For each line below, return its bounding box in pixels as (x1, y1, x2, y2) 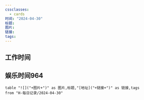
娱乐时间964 (5, 71, 44, 80)
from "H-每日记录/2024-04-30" (5, 91, 63, 96)
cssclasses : (5, 7, 29, 12)
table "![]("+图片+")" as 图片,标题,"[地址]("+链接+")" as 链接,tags (5, 85, 140, 90)
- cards (9, 12, 25, 17)
